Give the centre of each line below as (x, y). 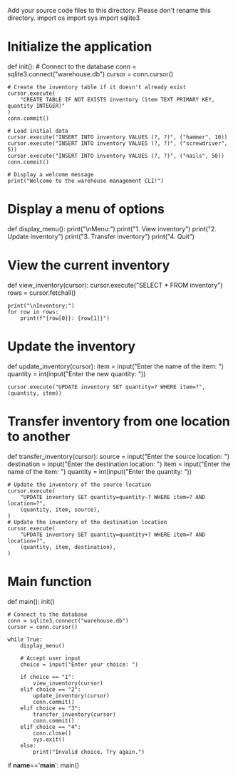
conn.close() (52, 733)
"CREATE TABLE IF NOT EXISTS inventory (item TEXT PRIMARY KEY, (118, 99)
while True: (25, 639)
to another (39, 437)
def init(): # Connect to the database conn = (72, 66)
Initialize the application (80, 47)
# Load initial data (38, 131)
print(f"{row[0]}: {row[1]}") (65, 318)
